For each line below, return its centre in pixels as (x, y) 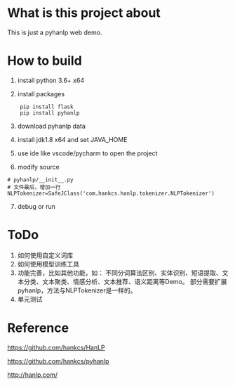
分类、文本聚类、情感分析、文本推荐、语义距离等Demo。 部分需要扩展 (125, 281)
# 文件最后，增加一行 (34, 187)
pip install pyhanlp (50, 113)
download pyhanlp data (52, 126)
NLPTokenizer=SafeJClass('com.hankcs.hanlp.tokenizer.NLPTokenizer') (111, 193)
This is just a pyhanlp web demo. (55, 32)
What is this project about (84, 13)
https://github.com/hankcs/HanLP (56, 347)
